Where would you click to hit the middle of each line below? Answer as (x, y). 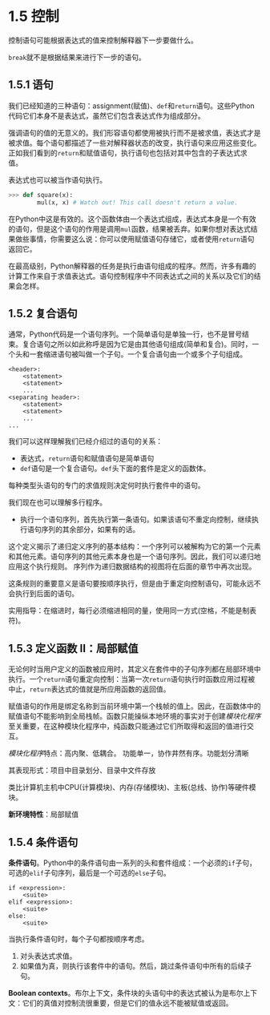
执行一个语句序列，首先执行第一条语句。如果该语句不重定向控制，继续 (136, 520)
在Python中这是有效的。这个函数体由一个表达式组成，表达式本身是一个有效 (132, 219)
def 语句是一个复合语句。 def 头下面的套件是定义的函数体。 (115, 469)
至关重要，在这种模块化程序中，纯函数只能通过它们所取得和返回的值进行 (127, 727)
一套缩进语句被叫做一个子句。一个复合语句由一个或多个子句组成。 (138, 354)
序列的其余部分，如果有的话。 (91, 530)
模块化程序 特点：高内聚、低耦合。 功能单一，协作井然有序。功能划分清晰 (129, 753)
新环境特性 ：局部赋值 (43, 815)
